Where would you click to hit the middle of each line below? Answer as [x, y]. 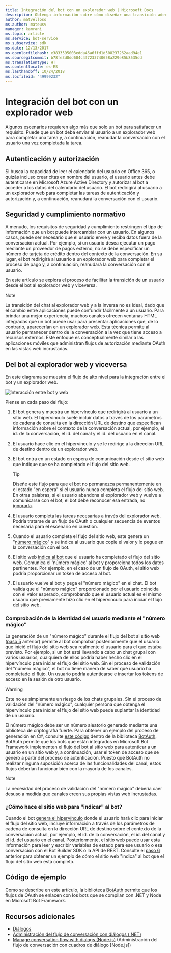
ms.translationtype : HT [31, 62]
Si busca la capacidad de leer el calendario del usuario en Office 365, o [80, 171]
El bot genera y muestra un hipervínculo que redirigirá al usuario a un [85, 412]
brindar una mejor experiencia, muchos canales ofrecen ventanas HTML [81, 316]
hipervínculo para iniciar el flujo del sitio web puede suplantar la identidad [83, 710]
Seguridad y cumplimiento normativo [65, 215]
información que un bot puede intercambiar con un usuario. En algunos [80, 232]
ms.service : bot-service [32, 39]
